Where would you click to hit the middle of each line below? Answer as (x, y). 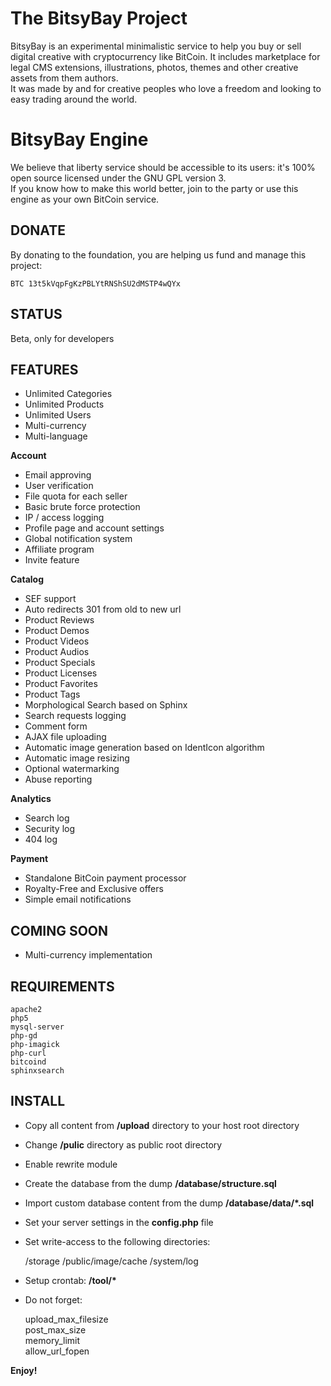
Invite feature (52, 560)
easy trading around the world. (74, 99)
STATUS (36, 314)
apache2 (26, 1009)
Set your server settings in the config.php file (119, 1222)
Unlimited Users (58, 415)
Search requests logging (75, 716)
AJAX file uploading (65, 737)
